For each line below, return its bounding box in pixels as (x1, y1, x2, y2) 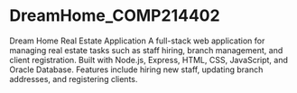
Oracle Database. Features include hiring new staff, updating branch (9, 64, 264, 75)
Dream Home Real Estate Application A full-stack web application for (9, 35, 265, 46)
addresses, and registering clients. (9, 73, 138, 84)
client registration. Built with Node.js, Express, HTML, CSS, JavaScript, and (9, 54, 289, 65)
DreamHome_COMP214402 (9, 5, 220, 26)
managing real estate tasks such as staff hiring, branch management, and (9, 44, 283, 55)
